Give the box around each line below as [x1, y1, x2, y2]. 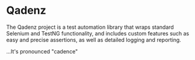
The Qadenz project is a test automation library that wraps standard [6, 23, 175, 31]
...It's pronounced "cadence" [6, 47, 78, 55]
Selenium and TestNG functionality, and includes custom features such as [6, 29, 190, 37]
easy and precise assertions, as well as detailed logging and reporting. [6, 36, 182, 43]
